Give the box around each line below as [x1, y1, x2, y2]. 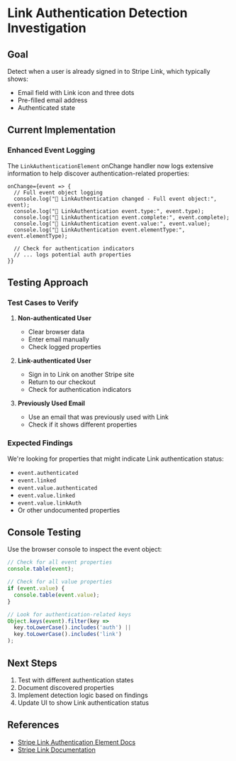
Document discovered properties [17, 683, 115, 691]
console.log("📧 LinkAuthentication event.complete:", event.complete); [13, 214, 230, 221]
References [7, 719, 60, 731]
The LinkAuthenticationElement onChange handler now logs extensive [7, 161, 214, 170]
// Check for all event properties [7, 559, 113, 566]
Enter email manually [28, 335, 90, 344]
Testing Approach [7, 277, 89, 289]
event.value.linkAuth [17, 499, 82, 507]
